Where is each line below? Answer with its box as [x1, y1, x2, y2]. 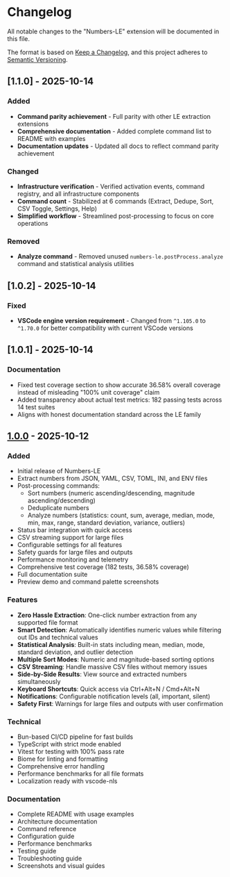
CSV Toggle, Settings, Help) [17, 204, 98, 213]
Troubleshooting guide [17, 854, 82, 862]
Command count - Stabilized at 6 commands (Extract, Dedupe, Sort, [17, 197, 214, 205]
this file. [7, 34, 30, 42]
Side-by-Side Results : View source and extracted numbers [17, 670, 187, 678]
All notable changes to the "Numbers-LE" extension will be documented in [7, 27, 220, 35]
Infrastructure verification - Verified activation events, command [17, 182, 205, 190]
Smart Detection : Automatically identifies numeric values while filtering [17, 625, 222, 634]
